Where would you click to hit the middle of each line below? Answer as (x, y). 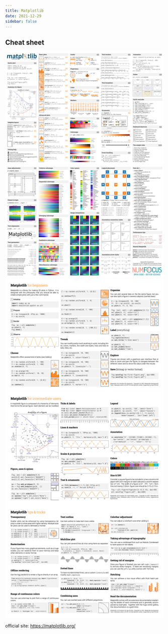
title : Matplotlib (24, 11)
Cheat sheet (25, 42)
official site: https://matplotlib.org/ (40, 625)
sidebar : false (21, 21)
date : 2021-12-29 (23, 16)
